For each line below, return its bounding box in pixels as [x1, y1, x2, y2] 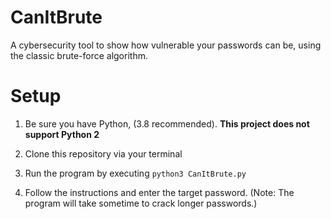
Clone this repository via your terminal [24, 147, 183, 160]
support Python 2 [24, 128, 100, 140]
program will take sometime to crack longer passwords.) [24, 197, 258, 209]
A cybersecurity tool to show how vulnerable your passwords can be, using [10, 39, 322, 51]
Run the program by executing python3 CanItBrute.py [24, 167, 247, 179]
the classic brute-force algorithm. [10, 49, 148, 61]
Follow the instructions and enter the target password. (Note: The [24, 186, 295, 198]
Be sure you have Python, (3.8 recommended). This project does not [24, 117, 310, 130]
